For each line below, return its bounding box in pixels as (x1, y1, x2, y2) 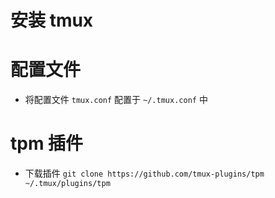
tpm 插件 (10, 132, 84, 155)
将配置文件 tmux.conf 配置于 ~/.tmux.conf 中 (24, 94, 208, 106)
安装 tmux (10, 9, 94, 32)
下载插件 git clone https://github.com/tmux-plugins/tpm (24, 167, 265, 180)
